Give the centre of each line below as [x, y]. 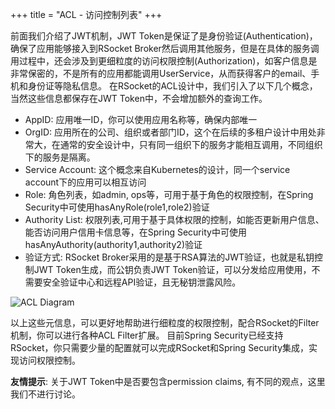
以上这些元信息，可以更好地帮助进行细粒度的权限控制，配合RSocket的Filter [165, 322]
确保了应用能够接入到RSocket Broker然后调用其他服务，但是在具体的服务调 [165, 48]
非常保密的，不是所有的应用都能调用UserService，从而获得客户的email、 [161, 73]
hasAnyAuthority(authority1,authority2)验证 [113, 244]
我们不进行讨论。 [45, 394]
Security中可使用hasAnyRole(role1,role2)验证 [117, 207]
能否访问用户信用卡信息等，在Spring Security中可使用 [135, 232]
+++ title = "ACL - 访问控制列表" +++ [86, 14]
